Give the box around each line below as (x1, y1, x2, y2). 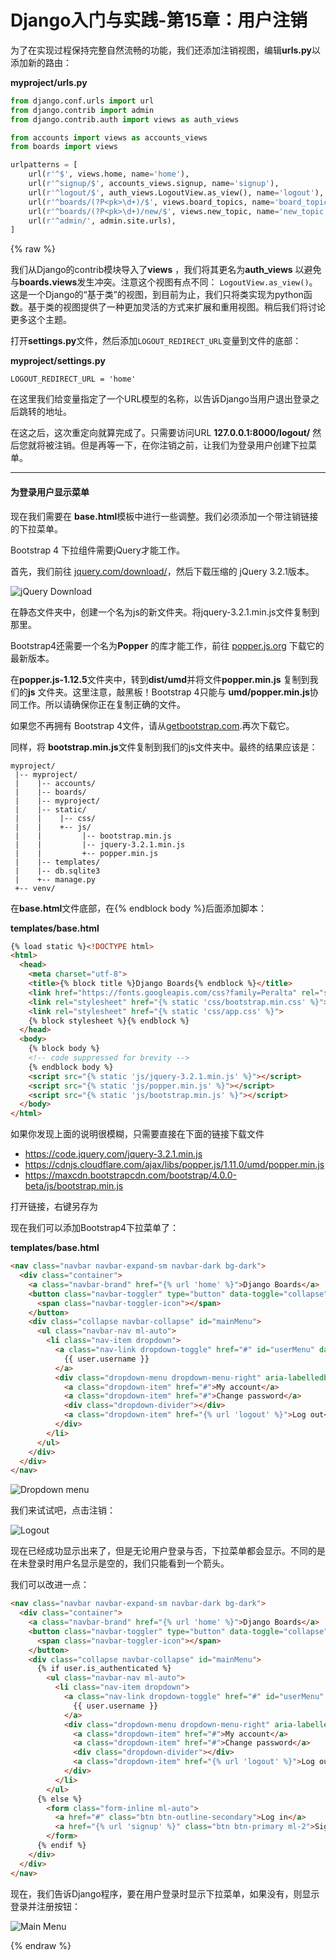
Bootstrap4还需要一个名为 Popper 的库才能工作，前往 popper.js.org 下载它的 (10, 639, 325, 651)
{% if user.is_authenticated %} (36, 1664, 172, 1674)
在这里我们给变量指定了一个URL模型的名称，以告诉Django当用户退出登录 (10, 393, 311, 405)
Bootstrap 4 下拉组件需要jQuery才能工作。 (10, 544, 185, 556)
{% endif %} (36, 1841, 87, 1851)
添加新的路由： (10, 56, 72, 68)
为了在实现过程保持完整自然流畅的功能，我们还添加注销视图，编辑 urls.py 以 (10, 44, 321, 56)
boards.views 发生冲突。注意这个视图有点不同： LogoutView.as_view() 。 (19, 276, 318, 288)
